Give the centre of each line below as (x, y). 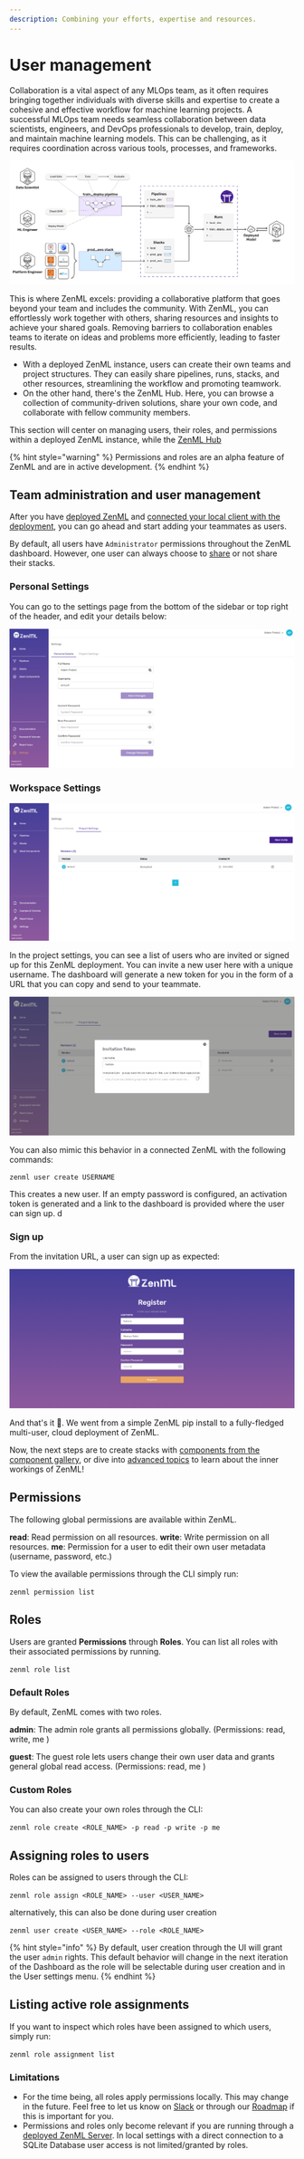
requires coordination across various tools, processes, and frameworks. (143, 148)
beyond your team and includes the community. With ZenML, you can (139, 308)
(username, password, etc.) (61, 1556)
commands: (32, 1160)
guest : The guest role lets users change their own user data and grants (142, 1756)
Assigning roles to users (79, 1855)
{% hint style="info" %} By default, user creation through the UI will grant (146, 1947)
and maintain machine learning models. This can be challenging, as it (138, 138)
